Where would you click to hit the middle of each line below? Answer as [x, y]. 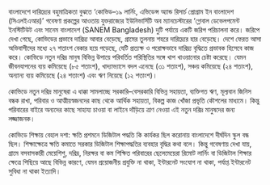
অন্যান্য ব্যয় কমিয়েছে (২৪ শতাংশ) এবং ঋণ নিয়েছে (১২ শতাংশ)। [83, 75]
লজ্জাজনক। [22, 119]
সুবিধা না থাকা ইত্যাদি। [35, 171]
